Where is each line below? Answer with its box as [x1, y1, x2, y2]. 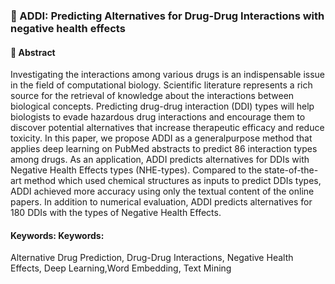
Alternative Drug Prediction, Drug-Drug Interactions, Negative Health [10, 252, 294, 264]
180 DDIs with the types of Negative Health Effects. [10, 207, 222, 219]
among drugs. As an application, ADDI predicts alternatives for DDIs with [10, 154, 310, 166]
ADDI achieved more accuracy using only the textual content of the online [10, 185, 315, 198]
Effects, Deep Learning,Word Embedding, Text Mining [10, 262, 232, 274]
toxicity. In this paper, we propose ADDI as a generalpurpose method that [10, 132, 313, 144]
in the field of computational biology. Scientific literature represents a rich [10, 79, 313, 91]
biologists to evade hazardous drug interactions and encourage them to [10, 111, 306, 123]
